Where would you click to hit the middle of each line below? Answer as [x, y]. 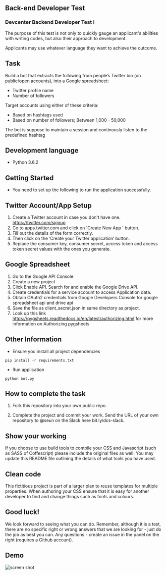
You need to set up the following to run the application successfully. [82, 190]
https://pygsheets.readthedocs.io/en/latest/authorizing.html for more [83, 318]
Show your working [36, 436]
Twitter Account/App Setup [48, 205]
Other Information [33, 340]
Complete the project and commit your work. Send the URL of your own [85, 415]
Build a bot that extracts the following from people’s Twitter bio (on [73, 75]
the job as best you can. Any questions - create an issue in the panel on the [82, 534]
